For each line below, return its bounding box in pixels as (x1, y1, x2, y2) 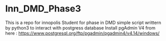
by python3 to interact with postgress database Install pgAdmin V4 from (5, 24, 156, 30)
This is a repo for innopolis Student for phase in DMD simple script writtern (5, 19, 161, 25)
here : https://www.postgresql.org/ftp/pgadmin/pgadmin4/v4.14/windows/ (5, 30, 160, 36)
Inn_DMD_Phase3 (5, 3, 81, 14)
